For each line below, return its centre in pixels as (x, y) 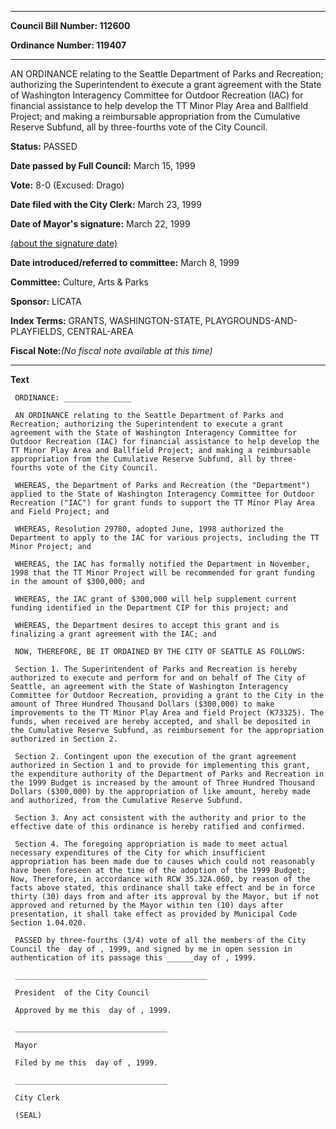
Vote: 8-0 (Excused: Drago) (67, 185)
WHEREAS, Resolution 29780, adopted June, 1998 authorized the (149, 529)
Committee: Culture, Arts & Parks (79, 282)
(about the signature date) (64, 243)
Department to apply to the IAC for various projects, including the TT (165, 538)
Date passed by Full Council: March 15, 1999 (103, 165)
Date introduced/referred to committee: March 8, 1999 (125, 262)
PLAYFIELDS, (37, 331)
